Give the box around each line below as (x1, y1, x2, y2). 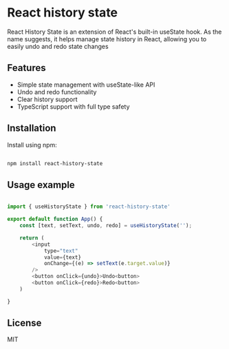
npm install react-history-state (7, 160, 103, 167)
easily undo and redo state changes (7, 42, 109, 50)
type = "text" (43, 247, 78, 254)
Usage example (7, 179, 76, 191)
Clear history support (17, 95, 78, 103)
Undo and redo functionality (17, 87, 97, 96)
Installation (7, 123, 56, 134)
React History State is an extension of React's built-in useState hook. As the (7, 28, 222, 36)
